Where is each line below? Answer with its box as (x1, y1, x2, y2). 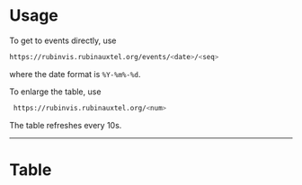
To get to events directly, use (9, 35, 117, 46)
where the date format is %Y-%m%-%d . (9, 68, 141, 79)
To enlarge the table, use (9, 86, 102, 97)
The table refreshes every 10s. (9, 119, 122, 130)
